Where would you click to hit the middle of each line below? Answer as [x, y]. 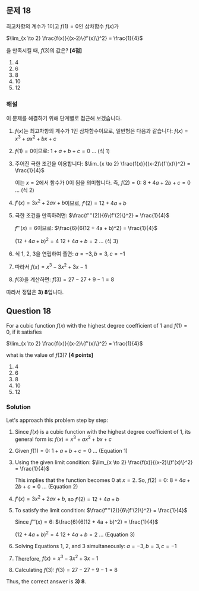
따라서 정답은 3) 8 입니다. [35, 292]
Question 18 [29, 311]
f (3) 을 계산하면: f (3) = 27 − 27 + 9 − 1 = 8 [64, 279]
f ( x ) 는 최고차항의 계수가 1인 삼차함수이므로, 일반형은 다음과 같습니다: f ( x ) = [101, 131]
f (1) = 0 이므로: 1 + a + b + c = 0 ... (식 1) [62, 151]
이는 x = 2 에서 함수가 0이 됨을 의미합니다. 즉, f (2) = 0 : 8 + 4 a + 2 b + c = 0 [103, 182]
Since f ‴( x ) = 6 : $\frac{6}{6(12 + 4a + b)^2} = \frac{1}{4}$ [86, 522]
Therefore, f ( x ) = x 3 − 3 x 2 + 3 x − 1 [56, 558]
